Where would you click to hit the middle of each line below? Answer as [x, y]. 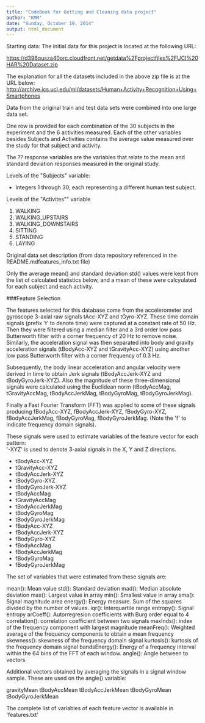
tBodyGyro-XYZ [35, 481]
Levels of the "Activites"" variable [49, 200]
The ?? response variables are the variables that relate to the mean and [95, 157]
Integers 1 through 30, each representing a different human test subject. [106, 187]
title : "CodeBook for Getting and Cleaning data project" [81, 12]
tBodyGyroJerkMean [33, 697]
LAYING [25, 243]
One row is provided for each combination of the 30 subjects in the [91, 126]
